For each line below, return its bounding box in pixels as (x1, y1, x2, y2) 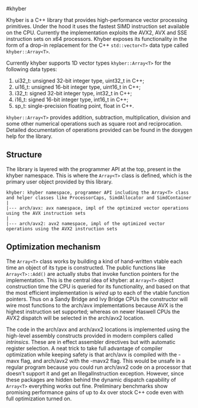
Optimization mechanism (6, 242, 101, 252)
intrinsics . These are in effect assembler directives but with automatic (6, 338, 176, 345)
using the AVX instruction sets (6, 210, 86, 216)
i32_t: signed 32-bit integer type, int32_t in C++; (14, 90, 132, 97)
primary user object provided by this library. (6, 178, 113, 185)
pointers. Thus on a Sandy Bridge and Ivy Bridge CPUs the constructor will (6, 295, 188, 303)
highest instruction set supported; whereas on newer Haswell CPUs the (6, 308, 180, 315)
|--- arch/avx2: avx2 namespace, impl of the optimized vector (6, 220, 165, 227)
